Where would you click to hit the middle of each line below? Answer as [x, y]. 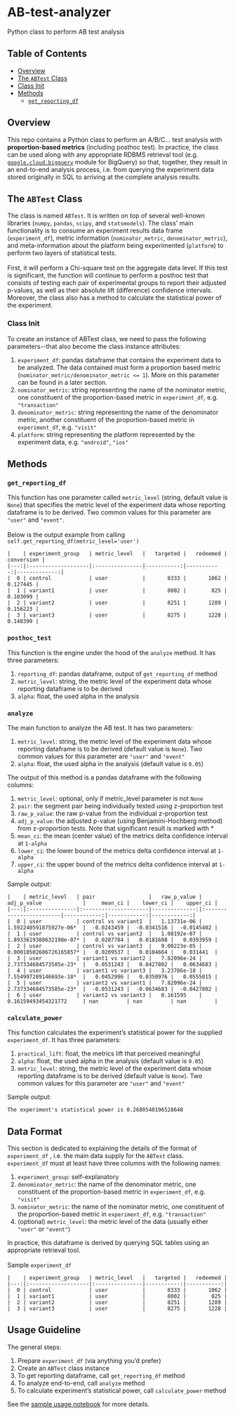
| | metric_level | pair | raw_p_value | [105, 897]
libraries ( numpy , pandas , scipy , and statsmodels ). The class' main [101, 223]
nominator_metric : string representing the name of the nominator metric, [122, 390]
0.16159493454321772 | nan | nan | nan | [113, 1001]
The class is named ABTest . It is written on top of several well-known [106, 216]
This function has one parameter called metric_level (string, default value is [117, 498]
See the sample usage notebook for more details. [78, 1404]
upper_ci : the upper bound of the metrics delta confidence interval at [117, 864]
